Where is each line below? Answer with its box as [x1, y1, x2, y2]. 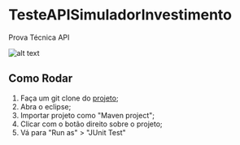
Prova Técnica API [8, 32, 70, 42]
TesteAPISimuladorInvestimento [8, 6, 233, 24]
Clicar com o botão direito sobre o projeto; [20, 119, 163, 129]
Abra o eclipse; [20, 101, 72, 111]
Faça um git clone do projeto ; [20, 93, 120, 103]
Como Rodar [8, 71, 73, 86]
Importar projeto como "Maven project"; [20, 110, 155, 120]
